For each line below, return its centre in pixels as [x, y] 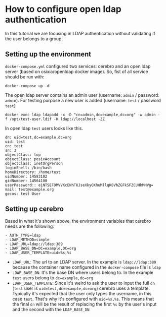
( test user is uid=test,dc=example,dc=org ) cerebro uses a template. [81, 288]
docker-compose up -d [27, 86]
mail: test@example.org [30, 190]
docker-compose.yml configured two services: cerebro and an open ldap [78, 66]
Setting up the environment [48, 54]
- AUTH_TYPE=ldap [23, 235]
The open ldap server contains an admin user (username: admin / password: [82, 95]
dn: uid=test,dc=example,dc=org [38, 137]
